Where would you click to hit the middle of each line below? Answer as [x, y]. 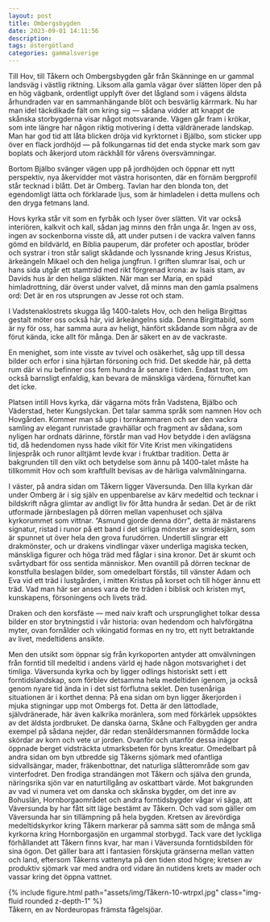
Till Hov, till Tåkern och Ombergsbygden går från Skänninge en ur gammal [131, 76]
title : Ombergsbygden [45, 23]
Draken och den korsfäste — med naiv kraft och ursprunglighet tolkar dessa [134, 613]
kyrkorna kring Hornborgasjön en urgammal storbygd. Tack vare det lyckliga [135, 834]
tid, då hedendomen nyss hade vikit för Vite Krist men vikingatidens [120, 445]
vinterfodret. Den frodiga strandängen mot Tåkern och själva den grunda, [130, 774]
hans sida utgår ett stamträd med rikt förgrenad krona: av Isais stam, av [127, 270]
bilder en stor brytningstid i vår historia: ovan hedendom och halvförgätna [131, 622]
